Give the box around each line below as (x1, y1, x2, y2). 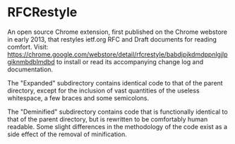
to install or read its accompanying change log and (56, 57, 204, 66)
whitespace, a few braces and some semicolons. (7, 93, 150, 102)
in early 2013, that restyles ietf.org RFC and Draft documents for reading (7, 35, 217, 43)
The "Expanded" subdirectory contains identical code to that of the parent (7, 78, 224, 87)
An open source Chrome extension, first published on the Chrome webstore (7, 28, 228, 36)
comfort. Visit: (7, 42, 49, 51)
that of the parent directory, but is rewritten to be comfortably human (7, 114, 208, 124)
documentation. (7, 65, 54, 73)
